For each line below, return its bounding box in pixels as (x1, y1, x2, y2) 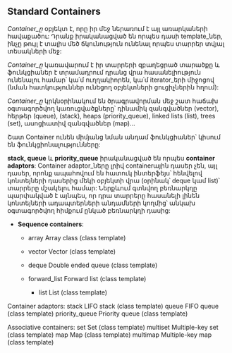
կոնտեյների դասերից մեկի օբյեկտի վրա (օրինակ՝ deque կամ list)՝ (7, 176, 220, 185)
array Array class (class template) (28, 233, 126, 242)
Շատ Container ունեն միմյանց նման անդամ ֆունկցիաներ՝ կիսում (7, 132, 221, 141)
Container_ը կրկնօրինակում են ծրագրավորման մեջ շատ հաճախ (7, 97, 219, 105)
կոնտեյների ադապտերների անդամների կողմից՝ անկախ (7, 199, 196, 207)
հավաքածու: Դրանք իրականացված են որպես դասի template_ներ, (7, 32, 224, 40)
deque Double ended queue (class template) (28, 261, 158, 269)
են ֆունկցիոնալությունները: (7, 140, 101, 149)
